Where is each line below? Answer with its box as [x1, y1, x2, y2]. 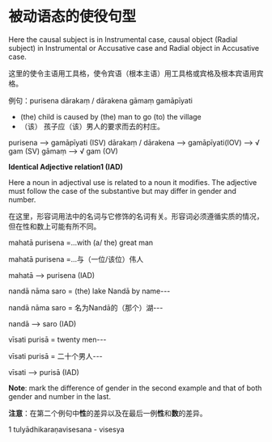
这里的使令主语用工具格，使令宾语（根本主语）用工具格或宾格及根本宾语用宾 [8, 68, 264, 78]
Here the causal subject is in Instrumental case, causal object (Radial [8, 34, 238, 44]
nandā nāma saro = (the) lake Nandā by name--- [8, 286, 171, 296]
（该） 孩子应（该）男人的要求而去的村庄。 [19, 121, 164, 131]
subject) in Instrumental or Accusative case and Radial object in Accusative [8, 43, 260, 53]
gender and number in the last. [8, 391, 112, 401]
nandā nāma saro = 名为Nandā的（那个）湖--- [8, 302, 164, 312]
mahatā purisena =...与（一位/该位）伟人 [8, 254, 144, 263]
